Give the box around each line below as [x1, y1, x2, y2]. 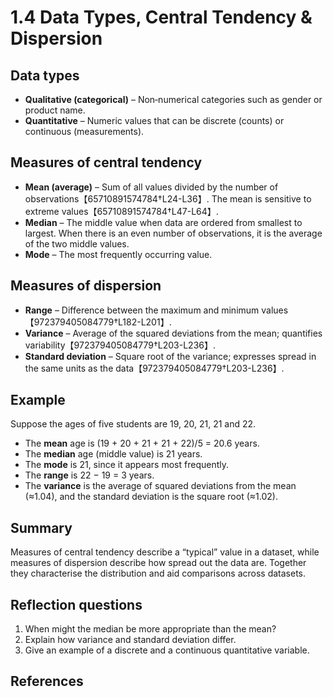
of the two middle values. [24, 237, 130, 250]
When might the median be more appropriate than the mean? [24, 623, 277, 635]
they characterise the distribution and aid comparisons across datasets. [10, 567, 307, 580]
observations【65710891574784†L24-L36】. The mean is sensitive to [24, 192, 312, 205]
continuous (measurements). [24, 126, 145, 137]
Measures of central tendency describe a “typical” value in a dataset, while [10, 546, 320, 558]
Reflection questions [10, 596, 143, 613]
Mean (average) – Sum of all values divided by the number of [24, 181, 279, 193]
